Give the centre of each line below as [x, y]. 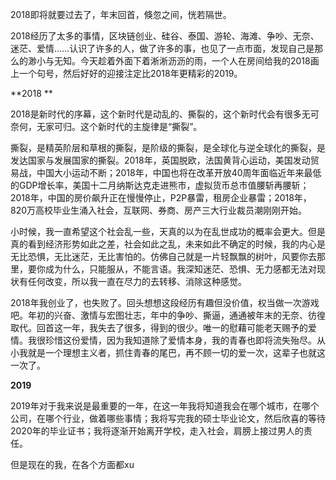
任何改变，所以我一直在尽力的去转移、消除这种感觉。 [137, 281]
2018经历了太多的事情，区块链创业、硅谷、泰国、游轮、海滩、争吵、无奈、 [165, 36]
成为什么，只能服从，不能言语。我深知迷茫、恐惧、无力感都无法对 [180, 269]
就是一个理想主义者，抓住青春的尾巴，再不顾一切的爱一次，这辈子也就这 [176, 352]
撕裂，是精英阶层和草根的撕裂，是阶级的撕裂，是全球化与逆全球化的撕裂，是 [168, 147]
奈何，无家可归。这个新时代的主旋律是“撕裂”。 [106, 126]
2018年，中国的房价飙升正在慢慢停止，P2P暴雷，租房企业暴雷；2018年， [161, 197]
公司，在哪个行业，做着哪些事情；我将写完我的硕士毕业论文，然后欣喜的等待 [168, 418]
